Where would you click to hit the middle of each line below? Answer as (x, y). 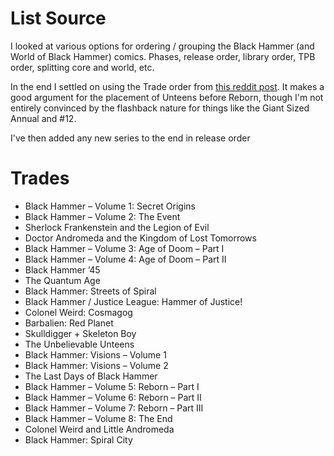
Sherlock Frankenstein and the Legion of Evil (117, 227)
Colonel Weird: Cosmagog (78, 312)
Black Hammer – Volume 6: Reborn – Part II (113, 397)
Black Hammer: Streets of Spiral (90, 291)
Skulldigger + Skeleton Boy (80, 333)
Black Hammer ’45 (62, 269)
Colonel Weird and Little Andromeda (99, 429)
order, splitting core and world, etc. (82, 67)
